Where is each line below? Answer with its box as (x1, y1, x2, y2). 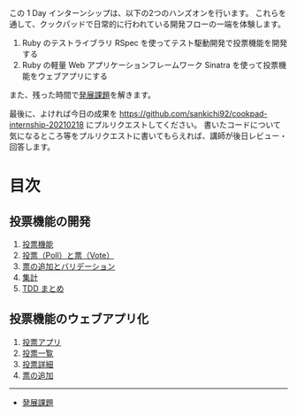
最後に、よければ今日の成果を (9, 109, 118, 119)
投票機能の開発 (9, 213, 91, 228)
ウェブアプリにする (37, 71, 108, 81)
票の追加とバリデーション (21, 261, 116, 272)
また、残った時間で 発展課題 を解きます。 (9, 89, 156, 100)
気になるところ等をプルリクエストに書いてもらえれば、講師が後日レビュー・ (9, 131, 287, 141)
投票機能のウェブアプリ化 (9, 312, 148, 327)
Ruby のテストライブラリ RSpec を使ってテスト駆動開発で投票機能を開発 (21, 38, 288, 48)
